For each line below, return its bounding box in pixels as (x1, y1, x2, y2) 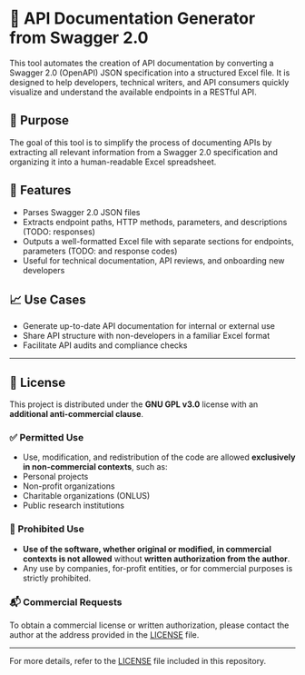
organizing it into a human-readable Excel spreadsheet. (9, 156, 217, 167)
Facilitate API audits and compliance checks (22, 340, 188, 351)
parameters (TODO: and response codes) (22, 245, 178, 256)
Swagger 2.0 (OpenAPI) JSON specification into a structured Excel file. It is (9, 67, 290, 78)
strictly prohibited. (22, 572, 92, 583)
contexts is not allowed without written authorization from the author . (22, 553, 290, 564)
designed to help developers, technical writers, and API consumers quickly (9, 76, 290, 87)
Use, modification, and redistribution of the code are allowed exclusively (22, 452, 296, 462)
